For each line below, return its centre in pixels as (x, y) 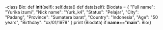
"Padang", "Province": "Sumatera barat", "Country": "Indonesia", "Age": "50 (81, 17)
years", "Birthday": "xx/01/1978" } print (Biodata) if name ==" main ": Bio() (78, 22)
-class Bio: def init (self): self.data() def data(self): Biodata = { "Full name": (80, 7)
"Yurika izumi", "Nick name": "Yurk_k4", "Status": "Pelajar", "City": (72, 12)
